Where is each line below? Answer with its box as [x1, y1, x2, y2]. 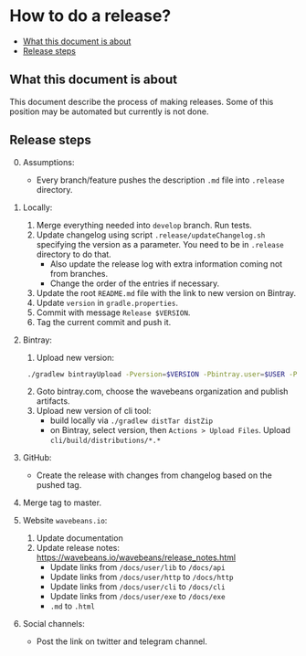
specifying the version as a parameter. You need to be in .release [36, 238, 285, 249]
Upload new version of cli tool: [36, 406, 152, 417]
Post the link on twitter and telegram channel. [36, 636, 208, 647]
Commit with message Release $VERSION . [36, 307, 191, 318]
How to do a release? [9, 5, 172, 26]
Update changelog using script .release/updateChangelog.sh [36, 229, 266, 240]
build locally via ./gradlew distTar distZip [49, 415, 214, 426]
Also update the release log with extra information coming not [49, 258, 283, 270]
